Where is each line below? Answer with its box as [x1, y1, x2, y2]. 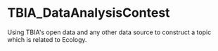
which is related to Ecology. [7, 35, 87, 43]
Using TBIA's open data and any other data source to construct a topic [7, 28, 212, 36]
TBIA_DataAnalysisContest [7, 5, 170, 21]
